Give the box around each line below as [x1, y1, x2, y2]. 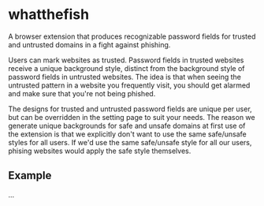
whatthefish [8, 6, 89, 24]
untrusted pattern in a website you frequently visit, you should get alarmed [8, 81, 251, 90]
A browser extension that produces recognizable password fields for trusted [8, 32, 256, 41]
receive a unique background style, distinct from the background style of [8, 63, 245, 73]
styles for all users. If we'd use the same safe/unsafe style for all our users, [8, 137, 252, 147]
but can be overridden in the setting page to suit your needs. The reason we [8, 112, 255, 122]
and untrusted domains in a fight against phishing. [8, 39, 171, 49]
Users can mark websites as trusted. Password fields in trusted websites [8, 55, 244, 65]
